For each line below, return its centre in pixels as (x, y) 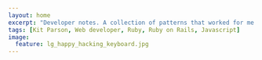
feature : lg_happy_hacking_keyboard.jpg (82, 44)
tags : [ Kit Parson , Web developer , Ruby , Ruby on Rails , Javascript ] (124, 30)
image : (19, 37)
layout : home (29, 15)
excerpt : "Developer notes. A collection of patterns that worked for (126, 23)
